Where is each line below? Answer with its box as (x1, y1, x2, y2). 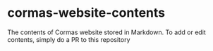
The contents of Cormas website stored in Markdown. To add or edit (7, 28, 206, 36)
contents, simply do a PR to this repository (7, 35, 130, 43)
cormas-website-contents (7, 5, 166, 21)
